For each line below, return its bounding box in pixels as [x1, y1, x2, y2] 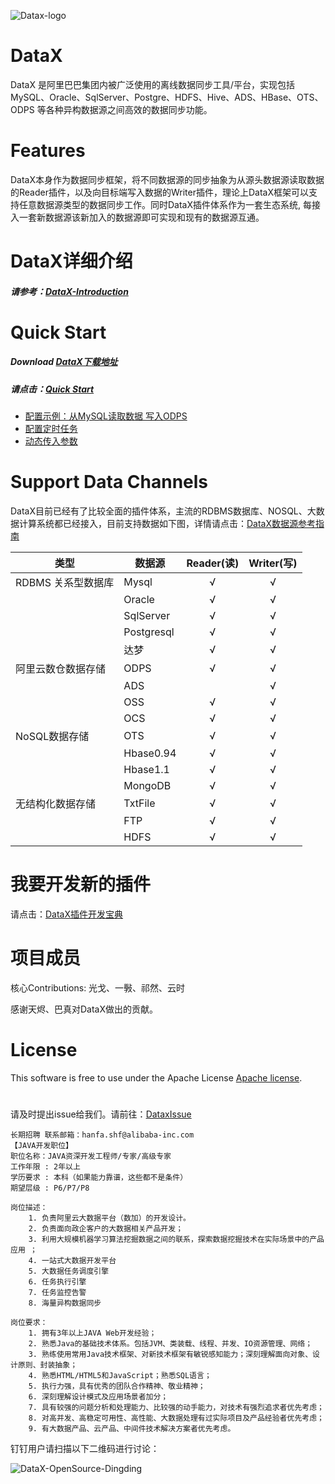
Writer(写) [248, 556, 298, 570]
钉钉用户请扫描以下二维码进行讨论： [10, 1443, 160, 1455]
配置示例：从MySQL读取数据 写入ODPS [24, 410, 188, 422]
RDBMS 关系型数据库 [15, 576, 115, 590]
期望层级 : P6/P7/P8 [10, 1183, 90, 1194]
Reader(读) [186, 556, 240, 570]
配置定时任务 [24, 423, 78, 435]
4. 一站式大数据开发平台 [28, 1256, 117, 1266]
